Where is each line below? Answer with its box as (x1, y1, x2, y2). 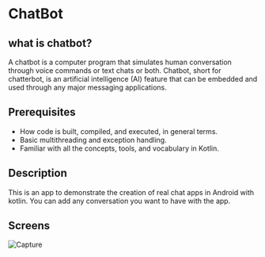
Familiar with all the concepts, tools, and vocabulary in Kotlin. (19, 144, 219, 153)
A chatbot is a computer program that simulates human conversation (8, 57, 232, 67)
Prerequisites (8, 105, 76, 119)
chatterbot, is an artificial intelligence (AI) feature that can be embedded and (8, 75, 258, 83)
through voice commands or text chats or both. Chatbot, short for (8, 66, 221, 75)
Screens (8, 219, 50, 232)
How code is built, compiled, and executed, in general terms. (19, 126, 218, 136)
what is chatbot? (8, 36, 93, 50)
